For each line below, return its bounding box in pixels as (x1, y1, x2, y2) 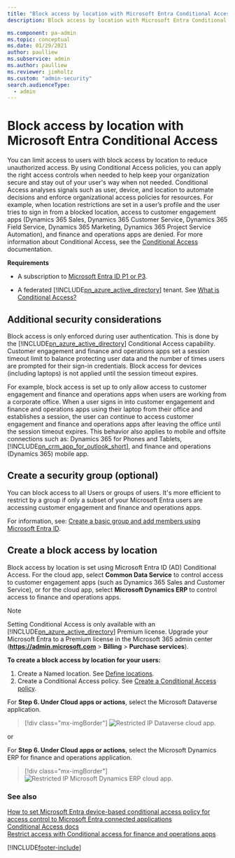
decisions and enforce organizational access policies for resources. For (7, 193, 213, 201)
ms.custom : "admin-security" (7, 75, 92, 82)
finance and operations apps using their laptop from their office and (7, 405, 203, 413)
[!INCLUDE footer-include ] (7, 843, 82, 852)
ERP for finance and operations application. (7, 753, 133, 762)
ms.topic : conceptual (7, 36, 71, 43)
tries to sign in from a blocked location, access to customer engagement (7, 208, 216, 217)
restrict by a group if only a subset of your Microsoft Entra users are (7, 496, 204, 504)
